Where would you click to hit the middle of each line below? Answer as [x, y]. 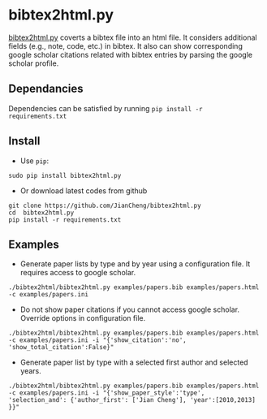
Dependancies [46, 89]
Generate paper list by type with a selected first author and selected [134, 362]
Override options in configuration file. [83, 318]
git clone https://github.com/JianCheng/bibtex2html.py [105, 205]
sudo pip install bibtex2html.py [65, 175]
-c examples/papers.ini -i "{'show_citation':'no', [97, 340]
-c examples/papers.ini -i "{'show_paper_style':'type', [107, 393]
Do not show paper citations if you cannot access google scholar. [130, 309]
